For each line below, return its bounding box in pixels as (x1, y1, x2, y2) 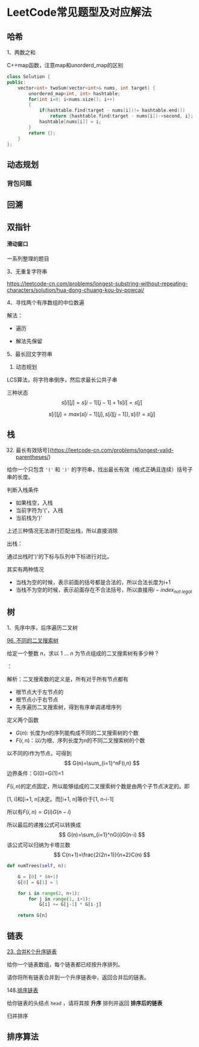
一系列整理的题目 (7, 255, 49, 262)
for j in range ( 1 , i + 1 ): (28, 896, 91, 902)
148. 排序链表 (7, 986, 39, 994)
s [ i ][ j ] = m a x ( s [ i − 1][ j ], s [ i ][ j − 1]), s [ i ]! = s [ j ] (48, 410, 156, 418)
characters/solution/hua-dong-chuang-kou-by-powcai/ (7, 286, 144, 294)
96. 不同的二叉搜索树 (7, 637, 59, 644)
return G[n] (17, 913, 48, 919)
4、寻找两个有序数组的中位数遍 (7, 299, 85, 306)
